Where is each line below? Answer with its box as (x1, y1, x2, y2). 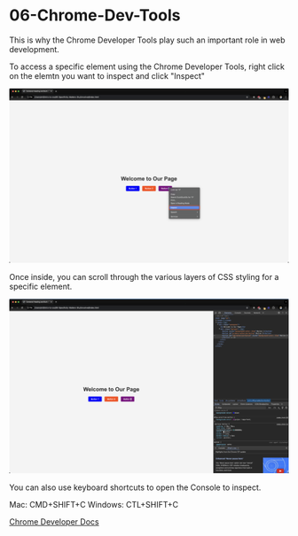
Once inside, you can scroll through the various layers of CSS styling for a (9, 271, 279, 282)
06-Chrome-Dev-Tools (9, 5, 181, 26)
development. (9, 43, 59, 54)
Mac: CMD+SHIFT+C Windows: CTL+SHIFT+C (9, 500, 179, 510)
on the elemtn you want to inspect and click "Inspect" (9, 70, 206, 81)
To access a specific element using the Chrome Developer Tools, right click (9, 61, 286, 72)
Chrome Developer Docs (9, 517, 99, 527)
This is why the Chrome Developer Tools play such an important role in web (9, 35, 286, 45)
